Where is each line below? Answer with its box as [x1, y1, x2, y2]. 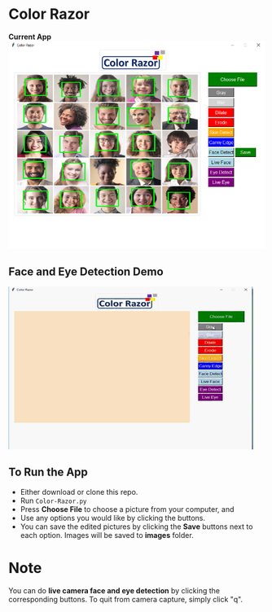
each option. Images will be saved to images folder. [20, 530, 194, 540]
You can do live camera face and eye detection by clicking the [8, 585, 221, 595]
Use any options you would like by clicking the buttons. [20, 513, 206, 522]
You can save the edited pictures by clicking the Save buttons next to [20, 522, 253, 531]
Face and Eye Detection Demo [8, 264, 165, 278]
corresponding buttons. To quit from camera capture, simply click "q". [8, 594, 243, 604]
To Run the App [8, 466, 88, 479]
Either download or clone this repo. [20, 487, 138, 496]
